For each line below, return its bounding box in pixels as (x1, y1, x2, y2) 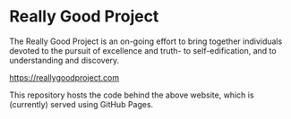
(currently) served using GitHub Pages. (9, 98, 154, 109)
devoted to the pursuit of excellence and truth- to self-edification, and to (9, 45, 277, 55)
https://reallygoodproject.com (9, 72, 119, 82)
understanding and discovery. (9, 55, 120, 65)
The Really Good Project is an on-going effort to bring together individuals (9, 36, 283, 47)
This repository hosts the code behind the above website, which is (9, 89, 254, 100)
